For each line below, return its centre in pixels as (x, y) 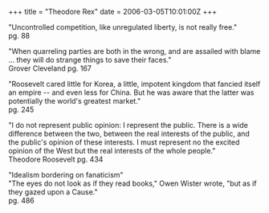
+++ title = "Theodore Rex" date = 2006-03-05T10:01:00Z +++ (113, 12)
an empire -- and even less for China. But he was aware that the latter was (131, 92)
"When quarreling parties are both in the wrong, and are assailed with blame (134, 51)
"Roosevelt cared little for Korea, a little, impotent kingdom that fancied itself (134, 84)
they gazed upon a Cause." (53, 192)
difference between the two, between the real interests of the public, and (129, 133)
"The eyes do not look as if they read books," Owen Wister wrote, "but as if (132, 183)
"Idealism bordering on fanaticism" (66, 175)
